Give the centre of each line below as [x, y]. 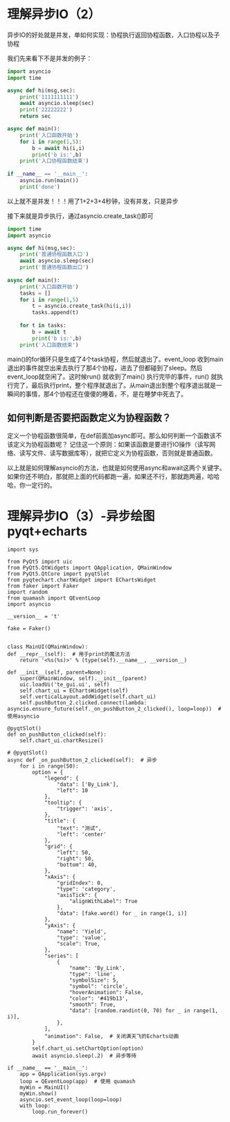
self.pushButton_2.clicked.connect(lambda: [83, 703]
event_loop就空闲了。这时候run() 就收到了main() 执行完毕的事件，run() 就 [112, 377]
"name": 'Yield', [82, 932]
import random [28, 592]
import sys [23, 550]
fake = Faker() [29, 629]
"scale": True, [78, 944]
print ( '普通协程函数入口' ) [54, 254]
